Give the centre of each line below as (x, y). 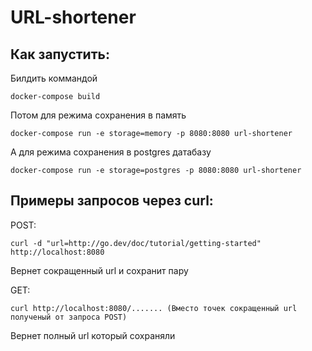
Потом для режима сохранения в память (98, 115)
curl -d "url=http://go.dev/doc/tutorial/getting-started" (136, 243)
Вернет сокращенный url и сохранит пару (99, 270)
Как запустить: (60, 54)
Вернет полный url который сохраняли (93, 335)
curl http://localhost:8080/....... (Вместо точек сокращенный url (154, 308)
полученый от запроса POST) (69, 317)
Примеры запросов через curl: (112, 201)
